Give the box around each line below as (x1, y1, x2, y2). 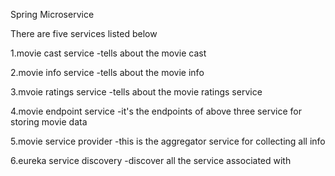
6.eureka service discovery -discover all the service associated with (10, 155, 292, 166)
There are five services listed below (10, 28, 158, 39)
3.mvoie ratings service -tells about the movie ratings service (10, 86, 263, 98)
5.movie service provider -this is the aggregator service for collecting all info (10, 135, 326, 147)
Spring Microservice (10, 9, 95, 20)
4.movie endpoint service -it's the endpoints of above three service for (10, 105, 302, 117)
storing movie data (10, 116, 88, 128)
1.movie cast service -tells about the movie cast (10, 47, 207, 59)
